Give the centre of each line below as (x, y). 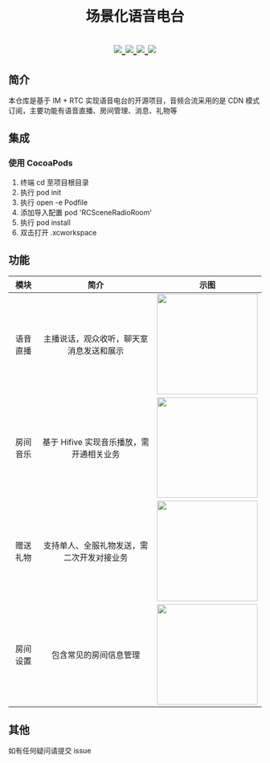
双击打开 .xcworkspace (58, 232)
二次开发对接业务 (96, 557)
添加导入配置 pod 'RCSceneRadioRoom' (86, 212)
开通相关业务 (96, 454)
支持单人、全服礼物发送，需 (96, 545)
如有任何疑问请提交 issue (50, 751)
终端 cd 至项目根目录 (55, 182)
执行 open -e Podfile (54, 202)
